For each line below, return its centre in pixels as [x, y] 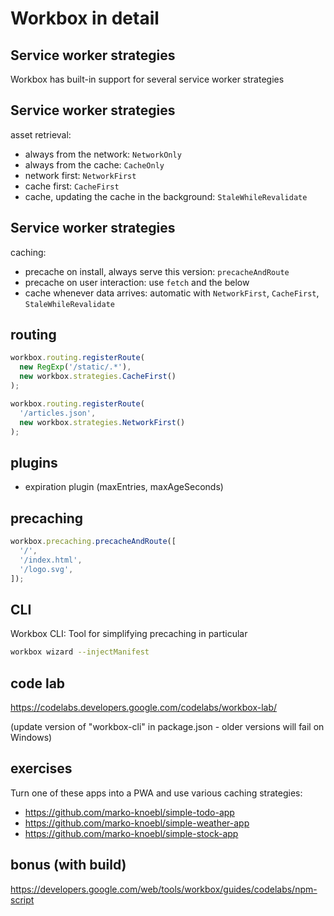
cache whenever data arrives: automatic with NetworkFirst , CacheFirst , [172, 293]
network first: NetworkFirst [80, 175]
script [22, 899]
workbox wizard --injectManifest [80, 652]
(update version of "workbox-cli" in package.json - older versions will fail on [167, 726]
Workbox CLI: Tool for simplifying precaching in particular [129, 634]
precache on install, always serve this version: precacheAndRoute [157, 271]
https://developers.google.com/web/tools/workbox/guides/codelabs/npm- [164, 889]
